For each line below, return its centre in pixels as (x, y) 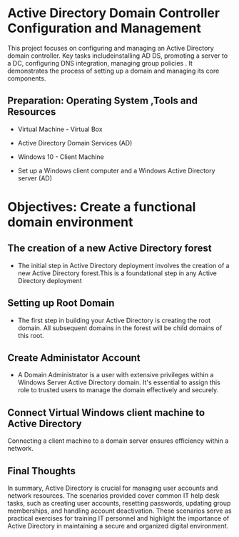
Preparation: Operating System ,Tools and (103, 101)
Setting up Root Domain (61, 303)
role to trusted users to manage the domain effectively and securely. (118, 390)
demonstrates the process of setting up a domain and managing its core (113, 71)
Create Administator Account (74, 358)
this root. (31, 335)
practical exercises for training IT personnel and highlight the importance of (118, 518)
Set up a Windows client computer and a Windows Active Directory (116, 170)
